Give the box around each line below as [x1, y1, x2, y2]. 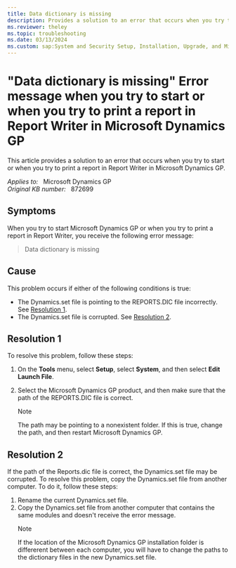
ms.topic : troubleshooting [7, 30, 86, 37]
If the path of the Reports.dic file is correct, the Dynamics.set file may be [7, 467, 218, 476]
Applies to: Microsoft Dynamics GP [7, 177, 112, 186]
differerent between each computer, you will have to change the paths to [17, 546, 228, 554]
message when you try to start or [7, 89, 205, 104]
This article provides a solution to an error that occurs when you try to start [7, 156, 225, 164]
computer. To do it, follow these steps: [7, 482, 118, 491]
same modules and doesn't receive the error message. [17, 511, 176, 519]
